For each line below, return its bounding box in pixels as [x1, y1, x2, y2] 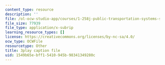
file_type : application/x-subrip [5, 25, 74, 30]
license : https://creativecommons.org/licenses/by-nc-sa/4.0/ [5, 35, 135, 40]
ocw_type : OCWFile [5, 39, 43, 44]
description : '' [5, 12, 38, 17]
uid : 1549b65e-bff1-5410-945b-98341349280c [5, 52, 96, 58]
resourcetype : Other [5, 43, 48, 48]
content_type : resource [5, 7, 54, 12]
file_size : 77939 [5, 21, 41, 26]
